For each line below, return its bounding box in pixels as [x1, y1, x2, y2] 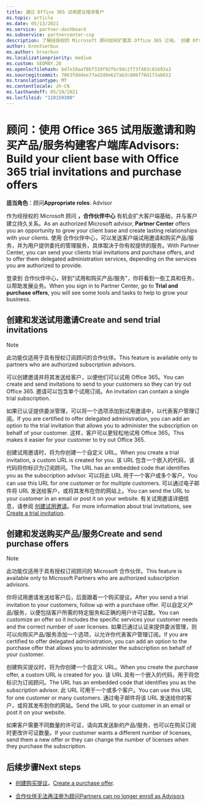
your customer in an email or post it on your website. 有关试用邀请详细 [6, 495, 184, 502]
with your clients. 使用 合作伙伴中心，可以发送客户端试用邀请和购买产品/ [6, 234, 189, 241]
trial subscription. [6, 394, 51, 402]
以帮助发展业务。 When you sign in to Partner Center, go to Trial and [6, 282, 178, 289]
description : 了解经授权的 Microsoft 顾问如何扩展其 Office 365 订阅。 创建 [6, 37, 190, 44]
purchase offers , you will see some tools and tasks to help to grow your [6, 289, 188, 296]
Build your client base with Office [6, 152, 179, 166]
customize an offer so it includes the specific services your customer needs [6, 616, 198, 624]
